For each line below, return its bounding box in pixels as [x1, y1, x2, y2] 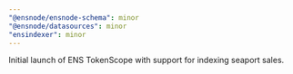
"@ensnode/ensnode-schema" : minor [8, 13, 140, 23]
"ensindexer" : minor [8, 30, 87, 39]
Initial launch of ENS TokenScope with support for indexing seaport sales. [8, 55, 285, 66]
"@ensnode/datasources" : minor [8, 22, 127, 31]
